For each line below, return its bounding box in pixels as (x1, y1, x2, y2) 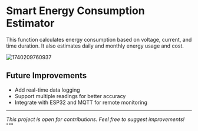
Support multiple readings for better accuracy (14, 92, 126, 99)
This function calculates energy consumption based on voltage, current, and (6, 36, 192, 43)
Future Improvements (6, 70, 87, 80)
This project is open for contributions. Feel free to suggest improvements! (6, 116, 185, 123)
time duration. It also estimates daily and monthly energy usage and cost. (6, 42, 184, 49)
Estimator (6, 16, 55, 30)
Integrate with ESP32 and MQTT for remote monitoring (14, 99, 147, 106)
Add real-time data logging (14, 86, 80, 93)
